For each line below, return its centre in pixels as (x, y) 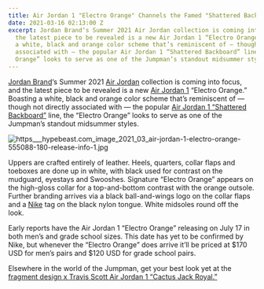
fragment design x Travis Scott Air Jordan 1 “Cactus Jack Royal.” (113, 276)
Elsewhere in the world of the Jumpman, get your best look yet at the (120, 268)
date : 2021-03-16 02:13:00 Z (56, 23)
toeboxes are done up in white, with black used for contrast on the (115, 171)
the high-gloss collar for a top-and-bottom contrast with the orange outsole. (131, 187)
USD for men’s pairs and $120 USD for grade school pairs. (102, 253)
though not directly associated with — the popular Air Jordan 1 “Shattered (128, 106)
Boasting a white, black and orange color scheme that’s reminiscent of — (126, 98)
